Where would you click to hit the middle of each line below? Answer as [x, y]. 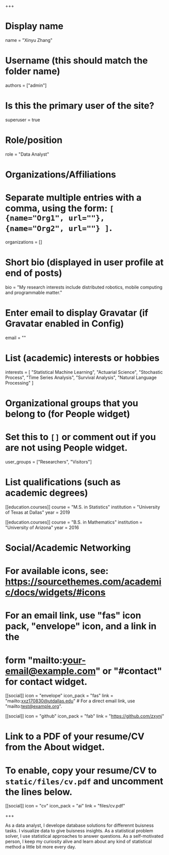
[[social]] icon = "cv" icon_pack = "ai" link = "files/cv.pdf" [65, 806]
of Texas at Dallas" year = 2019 [38, 512]
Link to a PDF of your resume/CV [75, 737]
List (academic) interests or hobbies [82, 358]
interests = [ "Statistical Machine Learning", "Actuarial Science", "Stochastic [84, 372]
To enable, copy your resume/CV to [81, 770]
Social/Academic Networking [68, 548]
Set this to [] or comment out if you [81, 437]
